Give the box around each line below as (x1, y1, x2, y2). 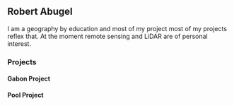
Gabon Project (7, 74, 51, 83)
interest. (7, 39, 32, 48)
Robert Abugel (7, 6, 73, 18)
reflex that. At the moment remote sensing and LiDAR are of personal (7, 32, 209, 40)
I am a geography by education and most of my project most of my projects (7, 24, 228, 33)
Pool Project (7, 90, 44, 99)
